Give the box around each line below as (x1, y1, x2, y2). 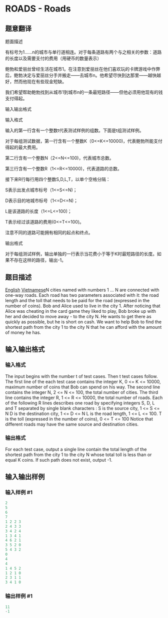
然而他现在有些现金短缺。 (13, 79, 66, 84)
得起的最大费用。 (5, 144, 40, 150)
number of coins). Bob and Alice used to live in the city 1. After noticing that (5, 303, 161, 309)
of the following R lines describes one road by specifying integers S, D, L (5, 399, 155, 406)
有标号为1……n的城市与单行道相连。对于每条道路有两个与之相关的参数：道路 (5, 49, 162, 55)
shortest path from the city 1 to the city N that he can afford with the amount (5, 324, 162, 330)
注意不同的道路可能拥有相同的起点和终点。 (5, 230, 93, 236)
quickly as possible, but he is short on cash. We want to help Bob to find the (5, 319, 162, 325)
